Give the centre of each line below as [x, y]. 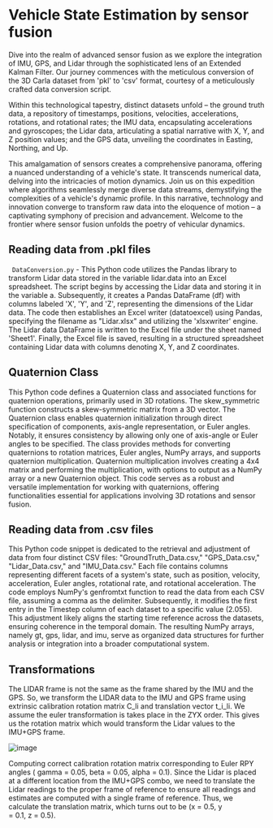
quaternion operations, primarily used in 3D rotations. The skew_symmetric [134, 400]
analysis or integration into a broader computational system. [109, 644]
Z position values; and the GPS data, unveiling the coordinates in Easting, [131, 139]
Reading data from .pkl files [80, 250]
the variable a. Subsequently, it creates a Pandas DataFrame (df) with [125, 295]
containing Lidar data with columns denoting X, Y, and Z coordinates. [124, 347]
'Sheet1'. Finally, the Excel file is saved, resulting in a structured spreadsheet [136, 338]
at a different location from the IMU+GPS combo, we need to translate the [132, 781]
